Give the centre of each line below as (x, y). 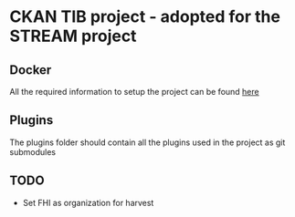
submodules (33, 151)
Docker (31, 70)
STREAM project (73, 36)
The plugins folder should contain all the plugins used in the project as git (147, 142)
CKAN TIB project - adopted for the (145, 17)
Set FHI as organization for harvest (88, 202)
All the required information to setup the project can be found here (134, 92)
